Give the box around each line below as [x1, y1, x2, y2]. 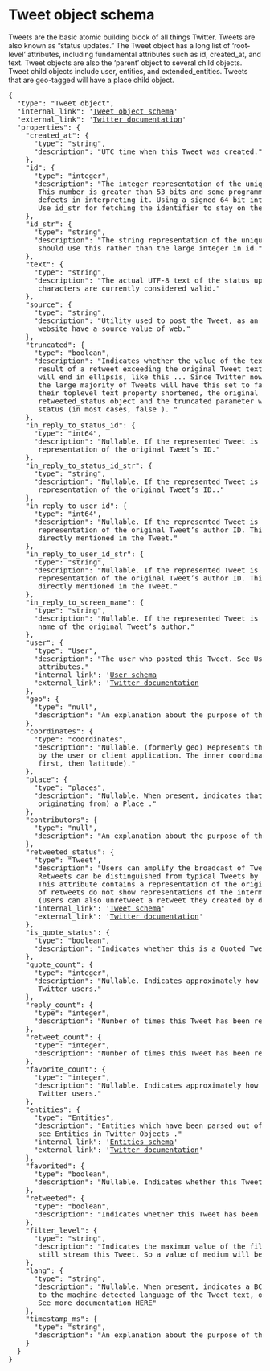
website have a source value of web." [38, 324, 191, 333]
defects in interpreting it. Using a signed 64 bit [38, 195, 247, 204]
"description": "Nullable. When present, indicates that [33, 791, 263, 800]
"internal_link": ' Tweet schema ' [33, 903, 166, 913]
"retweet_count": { [25, 1032, 102, 1042]
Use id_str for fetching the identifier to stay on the [38, 203, 263, 213]
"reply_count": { [25, 1000, 94, 1010]
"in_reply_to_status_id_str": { [25, 460, 153, 470]
